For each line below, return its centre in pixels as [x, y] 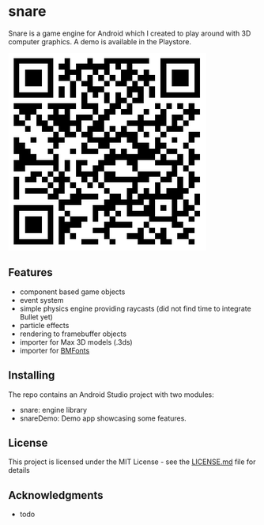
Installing [32, 375]
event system [41, 300]
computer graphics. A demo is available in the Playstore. [100, 41]
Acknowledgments [56, 495]
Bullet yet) [36, 317]
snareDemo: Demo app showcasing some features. [103, 418]
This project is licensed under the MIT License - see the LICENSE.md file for [132, 462]
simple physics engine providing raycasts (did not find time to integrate [135, 308]
